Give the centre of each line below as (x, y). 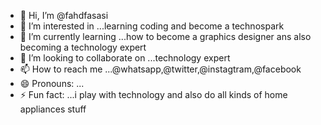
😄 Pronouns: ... (52, 83)
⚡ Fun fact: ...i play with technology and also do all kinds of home (153, 94)
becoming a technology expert (83, 47)
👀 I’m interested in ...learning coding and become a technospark (152, 26)
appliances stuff (53, 109)
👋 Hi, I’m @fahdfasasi (64, 15)
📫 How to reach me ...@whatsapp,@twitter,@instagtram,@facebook (160, 69)
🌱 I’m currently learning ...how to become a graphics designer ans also (165, 36)
